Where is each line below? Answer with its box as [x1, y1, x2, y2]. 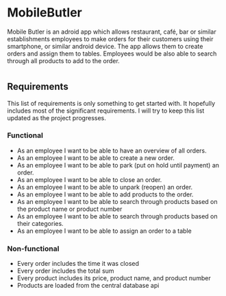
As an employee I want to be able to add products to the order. [16, 190, 194, 198]
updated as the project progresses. [7, 113, 106, 122]
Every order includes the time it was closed [16, 260, 139, 268]
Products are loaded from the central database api [16, 282, 160, 290]
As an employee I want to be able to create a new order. [16, 153, 175, 162]
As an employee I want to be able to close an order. [16, 175, 162, 183]
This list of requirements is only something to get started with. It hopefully [7, 99, 216, 107]
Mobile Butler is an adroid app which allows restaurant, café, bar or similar [7, 27, 217, 36]
